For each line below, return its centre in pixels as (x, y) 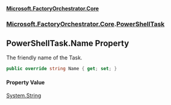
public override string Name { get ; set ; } (62, 69)
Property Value (26, 82)
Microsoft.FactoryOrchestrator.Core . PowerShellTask (85, 24)
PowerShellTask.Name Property (68, 43)
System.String (24, 95)
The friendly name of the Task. (44, 58)
